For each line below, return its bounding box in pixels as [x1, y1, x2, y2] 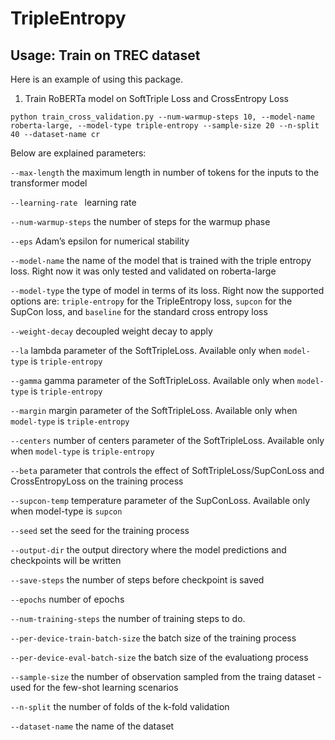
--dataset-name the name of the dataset [10, 720, 175, 732]
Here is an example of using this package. [10, 73, 184, 85]
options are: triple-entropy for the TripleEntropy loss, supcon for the [10, 295, 293, 307]
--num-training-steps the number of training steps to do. [10, 613, 246, 624]
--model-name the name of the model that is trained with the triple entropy [10, 255, 312, 266]
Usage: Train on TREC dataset [10, 47, 201, 64]
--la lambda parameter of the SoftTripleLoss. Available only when [10, 345, 282, 356]
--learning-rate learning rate [10, 197, 137, 208]
